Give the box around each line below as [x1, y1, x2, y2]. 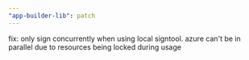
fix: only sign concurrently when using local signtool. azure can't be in [8, 34, 242, 43]
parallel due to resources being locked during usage [8, 42, 181, 52]
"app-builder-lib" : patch [8, 11, 95, 20]
